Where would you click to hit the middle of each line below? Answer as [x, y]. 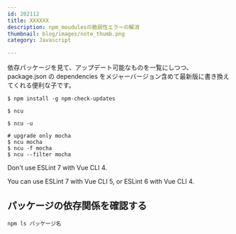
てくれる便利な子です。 [41, 85]
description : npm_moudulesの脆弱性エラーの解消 [73, 27]
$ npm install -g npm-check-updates [61, 99]
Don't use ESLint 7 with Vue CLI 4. [57, 168]
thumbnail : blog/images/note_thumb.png [66, 34]
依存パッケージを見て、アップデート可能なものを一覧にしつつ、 [100, 67]
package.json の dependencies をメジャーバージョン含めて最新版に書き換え [118, 77]
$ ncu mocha [25, 143]
